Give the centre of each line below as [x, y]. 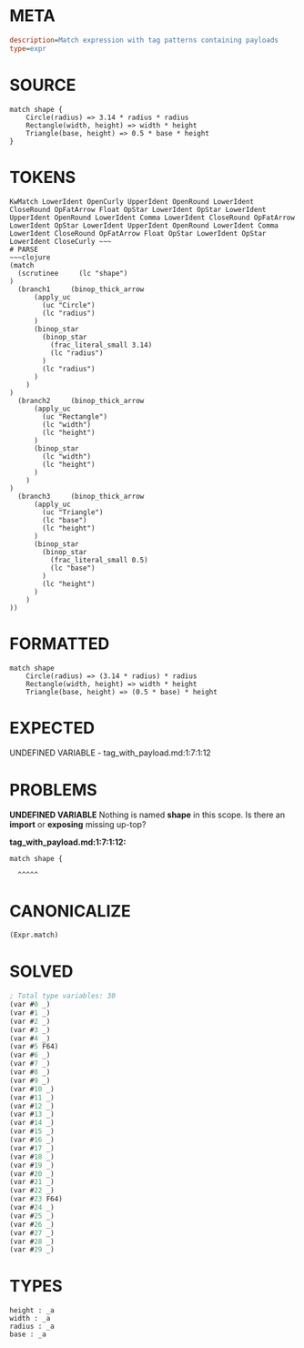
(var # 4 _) [30, 1039]
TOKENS [43, 177]
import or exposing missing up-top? [78, 825]
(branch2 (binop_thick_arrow [81, 400]
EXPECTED [52, 728]
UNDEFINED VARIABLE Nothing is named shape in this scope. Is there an [147, 815]
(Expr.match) [34, 935]
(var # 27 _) [32, 1233]
